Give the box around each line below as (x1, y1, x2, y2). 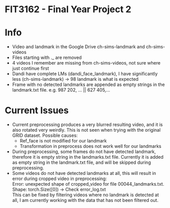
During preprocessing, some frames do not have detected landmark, (12, 148, 156, 155)
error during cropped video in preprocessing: (12, 175, 107, 182)
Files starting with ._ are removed (12, 54, 82, 61)
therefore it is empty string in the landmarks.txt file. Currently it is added (12, 154, 164, 160)
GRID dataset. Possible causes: (12, 132, 78, 138)
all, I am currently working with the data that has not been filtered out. (12, 197, 159, 203)
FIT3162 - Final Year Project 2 (5, 4, 132, 15)
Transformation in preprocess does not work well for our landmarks (19, 143, 161, 150)
